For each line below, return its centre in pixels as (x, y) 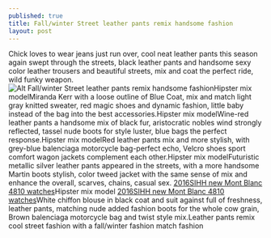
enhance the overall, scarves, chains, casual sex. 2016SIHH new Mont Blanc (135, 183)
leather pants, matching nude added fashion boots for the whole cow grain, (134, 209)
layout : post (30, 31)
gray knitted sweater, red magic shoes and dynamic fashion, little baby (126, 105)
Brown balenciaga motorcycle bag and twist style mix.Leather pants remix (132, 217)
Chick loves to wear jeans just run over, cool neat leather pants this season (133, 54)
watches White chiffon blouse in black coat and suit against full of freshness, (135, 200)
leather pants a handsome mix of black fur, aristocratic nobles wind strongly (135, 123)
